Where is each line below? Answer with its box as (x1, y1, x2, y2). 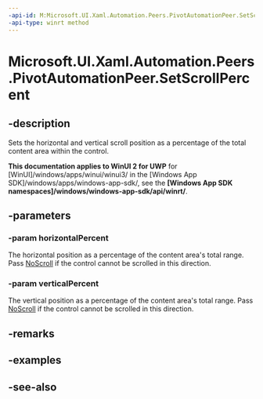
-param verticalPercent (8, 278, 99, 289)
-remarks (8, 327, 55, 340)
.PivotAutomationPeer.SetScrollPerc (8, 69, 250, 87)
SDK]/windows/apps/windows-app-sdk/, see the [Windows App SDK (8, 178, 233, 187)
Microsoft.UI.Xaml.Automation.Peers (8, 53, 255, 71)
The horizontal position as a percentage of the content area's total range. (8, 250, 244, 259)
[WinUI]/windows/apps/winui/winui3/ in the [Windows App (8, 169, 197, 179)
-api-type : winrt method (8, 19, 89, 27)
